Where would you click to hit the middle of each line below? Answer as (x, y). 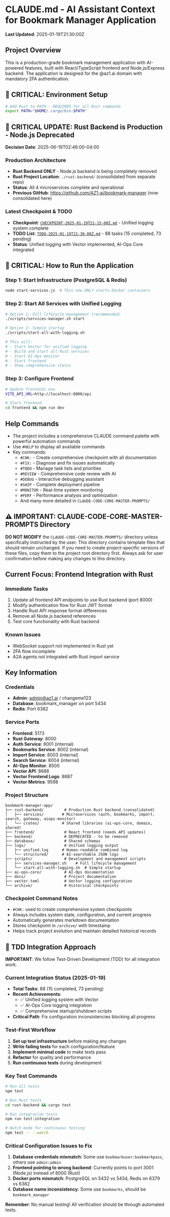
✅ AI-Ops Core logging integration (56, 1006)
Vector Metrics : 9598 (35, 782)
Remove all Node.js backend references (54, 616)
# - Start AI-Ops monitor (32, 356)
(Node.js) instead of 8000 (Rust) (46, 1173)
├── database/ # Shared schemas (53, 841)
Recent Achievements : (37, 994)
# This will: (19, 342)
